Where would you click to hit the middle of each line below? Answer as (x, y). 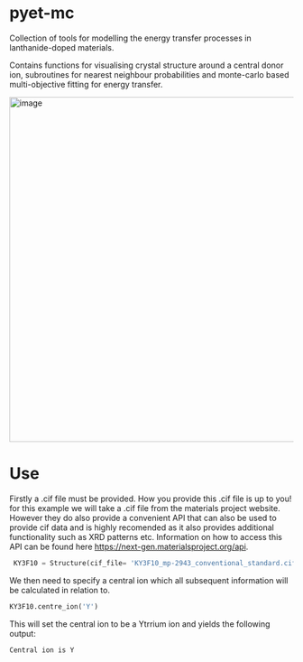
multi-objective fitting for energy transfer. (86, 84)
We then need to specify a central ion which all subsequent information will (149, 580)
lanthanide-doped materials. (62, 47)
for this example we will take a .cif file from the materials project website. (145, 508)
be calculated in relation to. (60, 590)
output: (23, 633)
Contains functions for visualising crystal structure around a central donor (147, 65)
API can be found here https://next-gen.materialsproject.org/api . (129, 546)
